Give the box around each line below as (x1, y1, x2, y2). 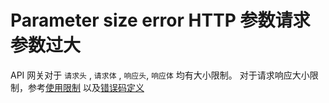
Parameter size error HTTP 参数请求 (10, 9, 311, 32)
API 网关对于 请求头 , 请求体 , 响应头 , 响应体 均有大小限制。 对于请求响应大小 (10, 69, 310, 81)
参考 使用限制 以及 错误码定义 (27, 81, 145, 93)
